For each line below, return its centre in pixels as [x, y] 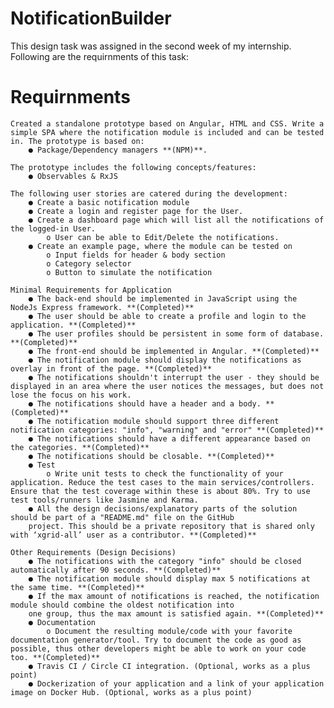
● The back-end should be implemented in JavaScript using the [163, 298]
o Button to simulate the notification [129, 272]
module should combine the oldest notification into [122, 605]
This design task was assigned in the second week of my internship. [151, 46]
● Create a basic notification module [109, 202]
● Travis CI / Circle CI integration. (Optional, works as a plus [169, 666]
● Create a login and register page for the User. [136, 211]
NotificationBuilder [91, 18]
